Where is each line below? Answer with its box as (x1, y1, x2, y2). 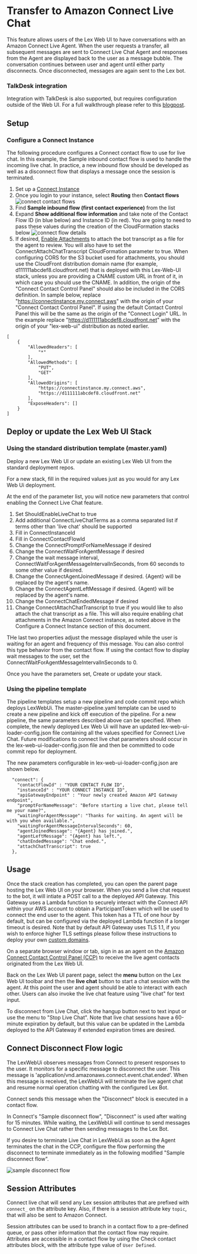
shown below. (6, 765, 40, 772)
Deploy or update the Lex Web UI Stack (6, 427, 152, 437)
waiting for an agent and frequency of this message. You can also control (6, 640, 184, 647)
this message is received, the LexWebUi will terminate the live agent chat (6, 1078, 184, 1085)
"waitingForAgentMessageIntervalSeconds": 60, (17, 823, 133, 829)
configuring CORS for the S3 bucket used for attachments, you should (15, 254, 185, 261)
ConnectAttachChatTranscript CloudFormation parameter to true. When (15, 247, 188, 254)
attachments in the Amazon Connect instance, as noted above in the (15, 616, 181, 623)
